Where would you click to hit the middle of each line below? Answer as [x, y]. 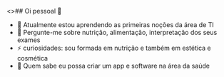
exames [29, 40]
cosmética [32, 58]
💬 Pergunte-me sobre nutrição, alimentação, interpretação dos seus [117, 32]
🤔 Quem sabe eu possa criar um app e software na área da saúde [113, 66]
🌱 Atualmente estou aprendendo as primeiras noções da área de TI [116, 25]
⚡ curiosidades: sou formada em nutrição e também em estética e [114, 48]
